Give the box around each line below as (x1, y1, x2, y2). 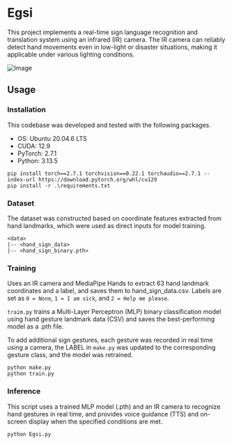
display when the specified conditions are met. (28, 417, 163, 425)
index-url (7, 176, 36, 183)
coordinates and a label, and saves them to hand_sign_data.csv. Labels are (7, 287, 222, 295)
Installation (7, 105, 47, 114)
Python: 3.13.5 (17, 156, 58, 165)
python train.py (7, 370, 54, 377)
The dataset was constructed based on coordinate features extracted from (7, 214, 222, 222)
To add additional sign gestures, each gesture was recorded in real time (7, 336, 214, 345)
